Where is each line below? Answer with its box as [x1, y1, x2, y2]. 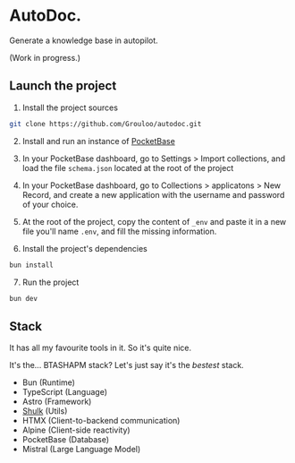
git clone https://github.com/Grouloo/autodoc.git [9, 119, 202, 128]
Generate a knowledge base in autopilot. [9, 35, 158, 46]
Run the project [21, 277, 80, 287]
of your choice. [21, 199, 79, 210]
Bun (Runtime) [21, 377, 76, 388]
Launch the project [9, 78, 117, 94]
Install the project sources [21, 102, 119, 113]
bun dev [9, 294, 38, 303]
